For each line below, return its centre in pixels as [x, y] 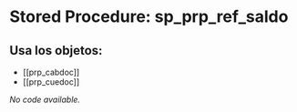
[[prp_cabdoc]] [51, 72]
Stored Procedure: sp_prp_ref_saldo [149, 17]
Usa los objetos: [56, 51]
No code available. [45, 99]
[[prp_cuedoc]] [51, 82]
